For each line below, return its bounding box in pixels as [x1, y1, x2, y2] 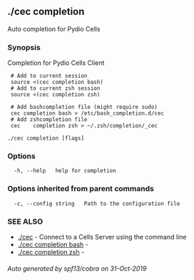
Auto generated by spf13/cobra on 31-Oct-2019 [7, 264, 147, 273]
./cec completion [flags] [7, 135, 84, 142]
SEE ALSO [7, 217, 44, 227]
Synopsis [7, 42, 41, 52]
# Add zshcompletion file [10, 116, 88, 123]
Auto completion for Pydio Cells [7, 24, 101, 33]
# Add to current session [10, 73, 88, 80]
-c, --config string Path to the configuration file [14, 199, 180, 207]
